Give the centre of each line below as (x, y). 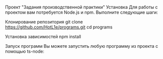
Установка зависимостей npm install (43, 37)
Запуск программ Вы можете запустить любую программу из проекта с (82, 46)
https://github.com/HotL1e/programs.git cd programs (59, 27)
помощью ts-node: (25, 51)
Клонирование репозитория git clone (44, 22)
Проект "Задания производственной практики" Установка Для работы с (81, 7)
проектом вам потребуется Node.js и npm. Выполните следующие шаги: (82, 12)
